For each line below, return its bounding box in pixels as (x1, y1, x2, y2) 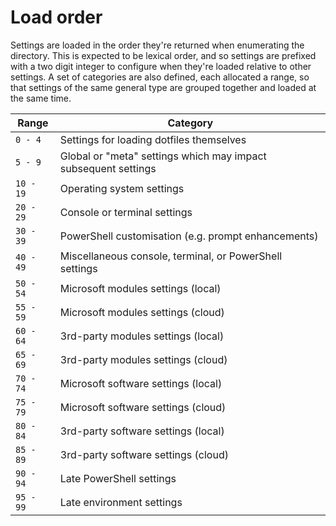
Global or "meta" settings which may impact (59, 149, 267, 163)
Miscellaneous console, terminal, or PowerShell (59, 249, 283, 263)
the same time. (10, 92, 72, 104)
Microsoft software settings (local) (59, 376, 223, 390)
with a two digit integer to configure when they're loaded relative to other (10, 60, 312, 72)
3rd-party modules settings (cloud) (59, 352, 228, 366)
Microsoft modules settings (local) (59, 281, 222, 295)
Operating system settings (59, 181, 185, 195)
